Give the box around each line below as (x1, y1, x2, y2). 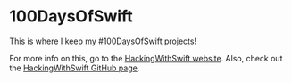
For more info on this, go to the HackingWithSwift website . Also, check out (9, 53, 283, 63)
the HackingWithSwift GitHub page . (9, 62, 140, 73)
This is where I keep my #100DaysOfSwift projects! (9, 36, 197, 46)
